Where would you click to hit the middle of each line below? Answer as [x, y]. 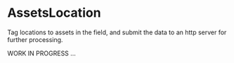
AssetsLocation [54, 13]
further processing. [35, 39]
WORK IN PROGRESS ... [41, 53]
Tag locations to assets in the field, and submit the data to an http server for [117, 32]
